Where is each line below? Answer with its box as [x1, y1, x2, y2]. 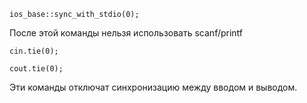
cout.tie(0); [9, 64, 64, 74]
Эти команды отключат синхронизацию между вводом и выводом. [9, 81, 298, 93]
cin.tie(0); [9, 46, 59, 56]
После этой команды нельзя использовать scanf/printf [9, 27, 244, 39]
